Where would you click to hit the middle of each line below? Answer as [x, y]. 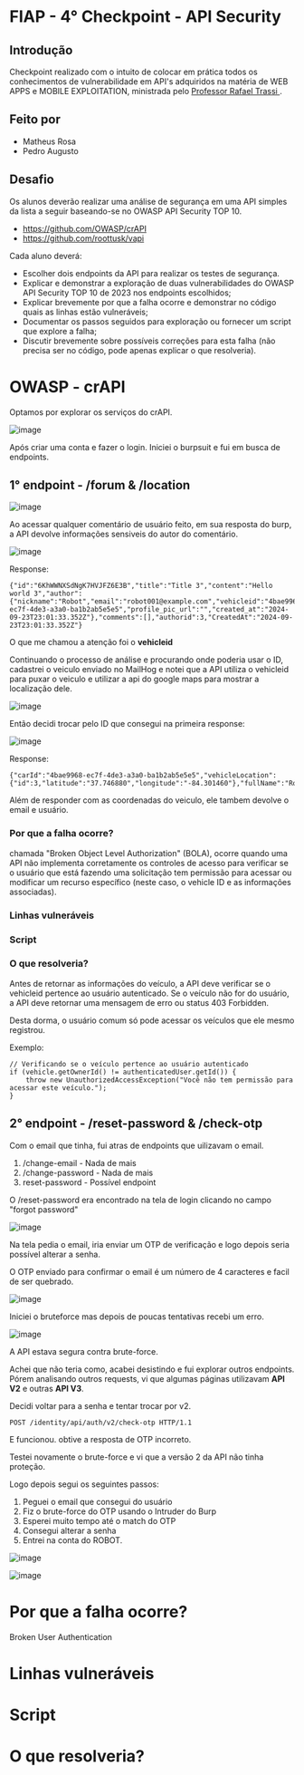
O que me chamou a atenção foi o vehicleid [91, 642]
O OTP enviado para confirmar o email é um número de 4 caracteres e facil [149, 1271]
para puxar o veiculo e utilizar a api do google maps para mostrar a [134, 679]
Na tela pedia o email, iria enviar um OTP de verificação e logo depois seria [149, 1244]
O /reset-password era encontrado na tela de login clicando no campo [140, 1200]
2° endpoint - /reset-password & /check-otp [136, 1124]
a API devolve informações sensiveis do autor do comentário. [123, 534]
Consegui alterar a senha [69, 1530]
